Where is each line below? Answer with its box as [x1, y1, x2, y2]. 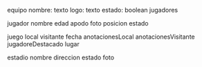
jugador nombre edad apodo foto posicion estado [7, 19, 149, 27]
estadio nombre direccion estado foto [7, 53, 115, 61]
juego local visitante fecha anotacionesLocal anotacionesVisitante [7, 32, 195, 41]
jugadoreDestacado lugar [7, 40, 80, 48]
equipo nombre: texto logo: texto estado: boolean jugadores [7, 6, 178, 14]
